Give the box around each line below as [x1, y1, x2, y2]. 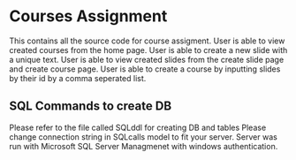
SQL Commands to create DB [9, 99, 172, 114]
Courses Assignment [9, 6, 168, 27]
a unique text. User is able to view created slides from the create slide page [9, 54, 285, 65]
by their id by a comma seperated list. [9, 72, 147, 83]
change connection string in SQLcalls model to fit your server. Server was [9, 131, 278, 142]
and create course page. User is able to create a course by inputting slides [9, 64, 281, 74]
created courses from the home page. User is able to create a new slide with [9, 44, 288, 55]
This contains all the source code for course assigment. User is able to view [9, 35, 285, 46]
